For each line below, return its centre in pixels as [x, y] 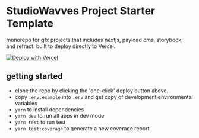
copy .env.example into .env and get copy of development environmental [104, 97]
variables [26, 103]
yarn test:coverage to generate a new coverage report [82, 128]
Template [30, 23]
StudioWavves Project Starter [81, 11]
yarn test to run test [40, 122]
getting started [34, 76]
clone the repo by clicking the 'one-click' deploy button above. [91, 91]
